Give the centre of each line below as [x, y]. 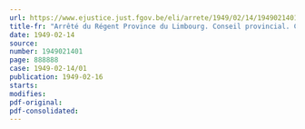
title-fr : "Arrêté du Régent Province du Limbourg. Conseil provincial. [150, 26]
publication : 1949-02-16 [56, 77]
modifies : [28, 94]
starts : [24, 85]
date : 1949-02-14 [42, 35]
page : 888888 [34, 60]
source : [24, 43]
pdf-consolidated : [44, 111]
